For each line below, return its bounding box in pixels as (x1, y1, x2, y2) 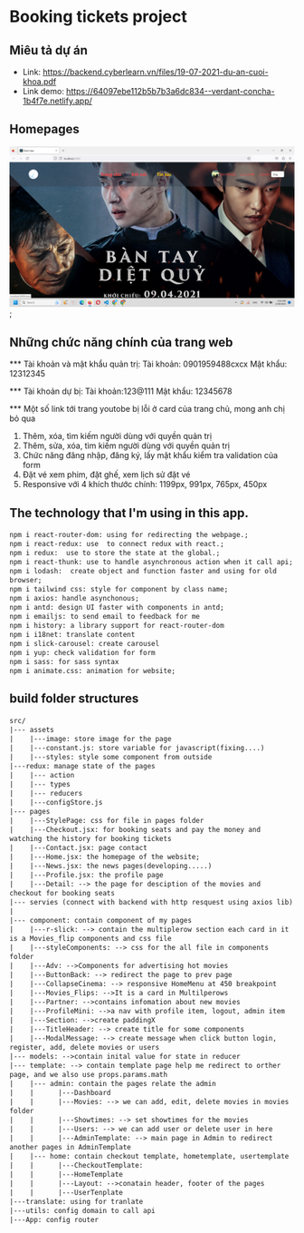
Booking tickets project (9, 6, 187, 27)
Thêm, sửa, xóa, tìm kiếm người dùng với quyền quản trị (22, 440, 231, 451)
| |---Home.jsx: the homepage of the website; (9, 852, 201, 861)
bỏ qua (9, 413, 36, 424)
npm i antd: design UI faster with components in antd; (9, 602, 224, 612)
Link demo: (22, 86, 65, 96)
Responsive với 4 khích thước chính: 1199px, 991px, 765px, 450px (22, 479, 268, 490)
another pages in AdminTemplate (9, 1142, 131, 1151)
